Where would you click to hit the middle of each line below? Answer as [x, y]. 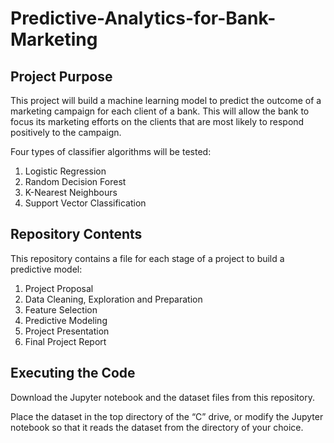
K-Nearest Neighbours [71, 192]
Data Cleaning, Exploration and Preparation [113, 299]
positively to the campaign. [66, 132]
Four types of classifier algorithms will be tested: [111, 151]
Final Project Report [65, 341]
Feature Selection [61, 309]
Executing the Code [73, 373]
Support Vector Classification [85, 203]
